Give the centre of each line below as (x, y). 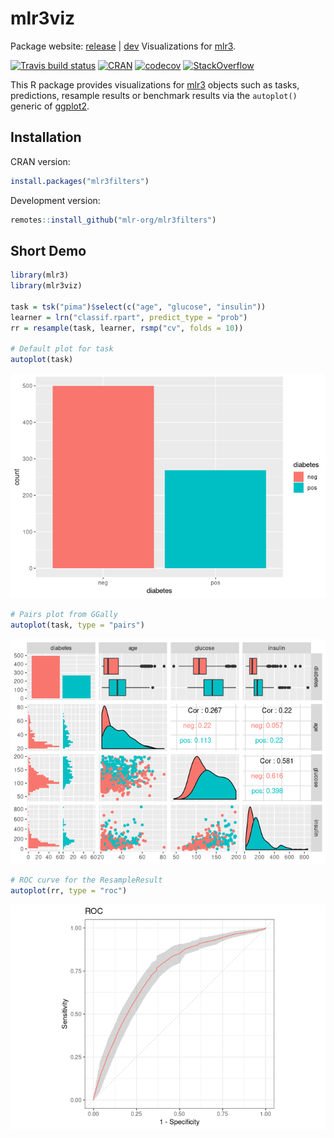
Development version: (55, 200)
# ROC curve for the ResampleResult (86, 880)
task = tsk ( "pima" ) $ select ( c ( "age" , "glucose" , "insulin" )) (138, 307)
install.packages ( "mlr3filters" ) (80, 181)
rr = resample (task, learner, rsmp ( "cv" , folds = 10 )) (127, 328)
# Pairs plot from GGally (64, 615)
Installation (46, 137)
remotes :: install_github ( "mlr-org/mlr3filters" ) (113, 220)
